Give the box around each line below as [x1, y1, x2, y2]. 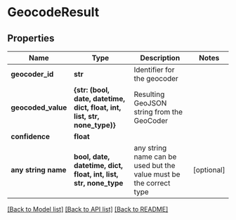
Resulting [133, 89, 165, 99]
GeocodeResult [7, 4, 100, 20]
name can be [133, 152, 177, 162]
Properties [7, 32, 55, 44]
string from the [133, 107, 183, 117]
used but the [133, 161, 176, 170]
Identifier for [133, 65, 175, 75]
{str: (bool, [73, 85, 110, 95]
